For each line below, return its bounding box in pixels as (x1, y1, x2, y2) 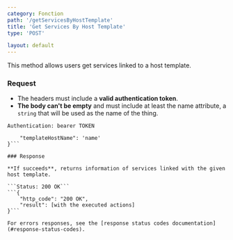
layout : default (7, 42, 54, 49)
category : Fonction (7, 10, 64, 17)
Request (7, 79, 36, 88)
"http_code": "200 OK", (19, 195, 89, 202)
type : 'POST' (7, 29, 45, 37)
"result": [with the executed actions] (19, 202, 136, 209)
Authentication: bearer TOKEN (7, 122, 95, 129)
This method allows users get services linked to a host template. (7, 61, 191, 70)
